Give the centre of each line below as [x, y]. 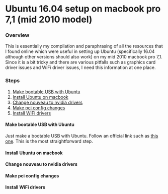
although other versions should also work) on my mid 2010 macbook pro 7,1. [84, 57]
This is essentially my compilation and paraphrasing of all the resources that [84, 46]
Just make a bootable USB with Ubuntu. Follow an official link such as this [82, 136]
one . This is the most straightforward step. [49, 141]
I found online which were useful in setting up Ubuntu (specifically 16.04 [80, 51]
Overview [17, 35]
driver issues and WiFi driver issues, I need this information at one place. [80, 68]
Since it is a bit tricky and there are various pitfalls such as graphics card [80, 62]
